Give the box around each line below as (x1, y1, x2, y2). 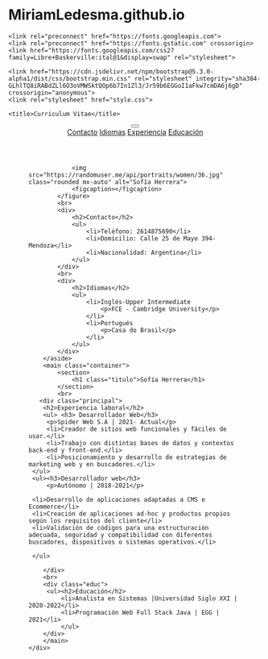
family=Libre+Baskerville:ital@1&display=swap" (8, 53, 171, 61)
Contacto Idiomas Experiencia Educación (67, 127, 204, 136)
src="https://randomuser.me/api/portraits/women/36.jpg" (28, 171, 224, 179)
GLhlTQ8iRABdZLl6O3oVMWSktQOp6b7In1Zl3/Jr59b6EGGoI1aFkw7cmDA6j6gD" (8, 81, 243, 90)
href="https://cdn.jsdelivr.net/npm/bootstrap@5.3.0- (29, 67, 215, 76)
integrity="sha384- (196, 74, 262, 82)
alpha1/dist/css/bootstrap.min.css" (8, 74, 131, 82)
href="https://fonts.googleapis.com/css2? (29, 46, 175, 54)
